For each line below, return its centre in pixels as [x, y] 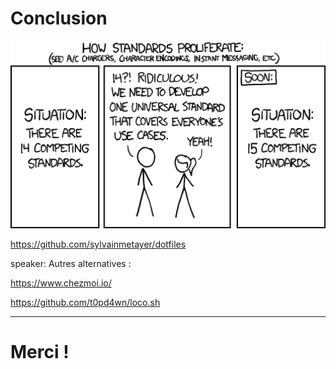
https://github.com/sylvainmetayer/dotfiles [98, 244]
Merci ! [40, 352]
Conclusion [59, 18]
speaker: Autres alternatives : [71, 263]
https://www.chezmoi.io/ [61, 283]
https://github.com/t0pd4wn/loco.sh [85, 302]
